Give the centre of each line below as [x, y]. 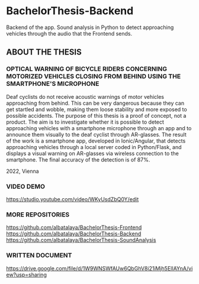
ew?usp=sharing [27, 275]
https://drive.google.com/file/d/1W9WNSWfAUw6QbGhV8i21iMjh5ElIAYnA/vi [99, 268]
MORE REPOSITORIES [38, 214]
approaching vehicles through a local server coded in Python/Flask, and [94, 147]
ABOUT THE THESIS [44, 52]
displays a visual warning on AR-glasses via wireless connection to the [93, 153]
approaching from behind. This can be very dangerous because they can [95, 103]
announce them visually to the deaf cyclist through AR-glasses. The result [96, 134]
